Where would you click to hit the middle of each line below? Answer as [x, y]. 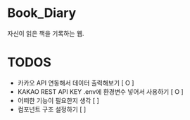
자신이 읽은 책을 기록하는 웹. [46, 33]
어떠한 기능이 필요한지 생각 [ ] [58, 100]
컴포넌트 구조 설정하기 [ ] [52, 109]
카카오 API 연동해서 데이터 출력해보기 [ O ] [76, 83]
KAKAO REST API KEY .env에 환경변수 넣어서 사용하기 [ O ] [101, 91]
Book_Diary [42, 13]
